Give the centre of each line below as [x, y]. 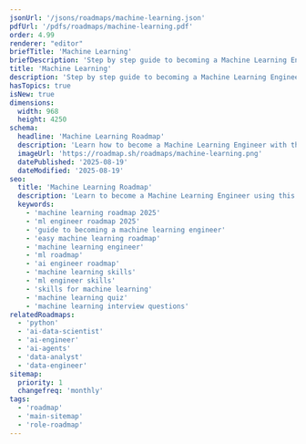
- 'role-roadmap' [51, 425]
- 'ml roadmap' [55, 255]
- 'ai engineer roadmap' [73, 264]
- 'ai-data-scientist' [61, 332]
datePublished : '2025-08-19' [73, 162]
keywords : [36, 205]
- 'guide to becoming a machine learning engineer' [126, 230]
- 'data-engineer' [53, 366]
